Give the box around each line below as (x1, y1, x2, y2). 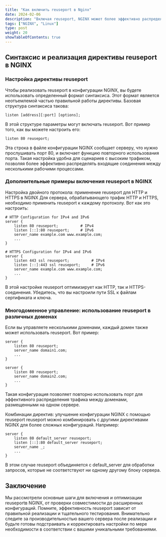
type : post (5, 26, 28, 31)
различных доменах (5, 313, 57, 320)
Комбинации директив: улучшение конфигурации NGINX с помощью (5, 412, 151, 418)
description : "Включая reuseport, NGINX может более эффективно (5, 16, 140, 21)
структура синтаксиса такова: (5, 103, 69, 109)
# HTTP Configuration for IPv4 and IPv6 (5, 215, 90, 219)
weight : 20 (5, 30, 28, 35)
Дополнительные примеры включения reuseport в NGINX (5, 178, 152, 185)
